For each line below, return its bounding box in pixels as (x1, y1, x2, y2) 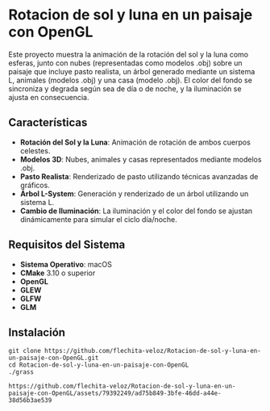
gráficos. (19, 180, 50, 190)
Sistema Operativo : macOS (19, 259, 113, 269)
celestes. (19, 145, 51, 155)
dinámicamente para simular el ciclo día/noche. (19, 214, 177, 224)
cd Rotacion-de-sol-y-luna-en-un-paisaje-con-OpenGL (8, 361, 189, 369)
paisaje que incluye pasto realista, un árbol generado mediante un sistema (8, 66, 255, 76)
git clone (8, 347, 42, 355)
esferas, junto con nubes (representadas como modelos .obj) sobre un (8, 58, 243, 68)
